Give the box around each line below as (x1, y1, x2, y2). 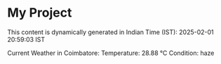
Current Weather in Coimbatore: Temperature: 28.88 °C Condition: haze (7, 49, 215, 57)
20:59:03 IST (7, 35, 46, 43)
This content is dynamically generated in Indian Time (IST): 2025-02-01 (7, 28, 214, 36)
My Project (7, 5, 72, 21)
